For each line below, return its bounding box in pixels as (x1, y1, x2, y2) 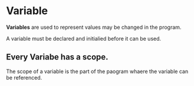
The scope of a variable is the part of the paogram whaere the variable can (6, 68, 189, 75)
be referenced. (6, 74, 42, 81)
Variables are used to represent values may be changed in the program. (6, 24, 182, 31)
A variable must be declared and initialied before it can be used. (6, 35, 162, 42)
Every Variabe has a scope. (6, 52, 108, 62)
